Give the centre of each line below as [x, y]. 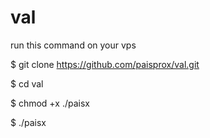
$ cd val [27, 83]
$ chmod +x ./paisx [50, 103]
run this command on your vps [73, 45]
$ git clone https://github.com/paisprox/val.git [105, 64]
